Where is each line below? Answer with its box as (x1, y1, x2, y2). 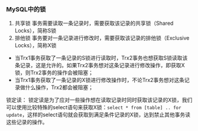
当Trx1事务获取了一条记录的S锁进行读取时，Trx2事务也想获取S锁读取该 (14, 54, 188, 61)
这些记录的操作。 (6, 119, 48, 126)
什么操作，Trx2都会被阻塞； (25, 84, 93, 91)
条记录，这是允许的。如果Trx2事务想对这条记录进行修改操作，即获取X (14, 62, 185, 69)
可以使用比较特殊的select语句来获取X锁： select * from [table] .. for (6, 104, 181, 111)
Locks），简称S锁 (14, 27, 57, 34)
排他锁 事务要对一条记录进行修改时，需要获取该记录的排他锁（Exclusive (14, 34, 190, 42)
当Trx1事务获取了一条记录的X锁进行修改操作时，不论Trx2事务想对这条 (14, 77, 185, 84)
